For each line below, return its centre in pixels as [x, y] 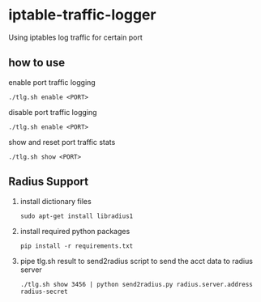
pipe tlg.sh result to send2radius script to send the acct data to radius [137, 261]
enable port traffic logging [52, 82]
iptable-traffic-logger [82, 15]
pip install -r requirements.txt [77, 246]
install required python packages [75, 231]
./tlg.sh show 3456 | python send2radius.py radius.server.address [136, 284]
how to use [37, 63]
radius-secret [44, 291]
